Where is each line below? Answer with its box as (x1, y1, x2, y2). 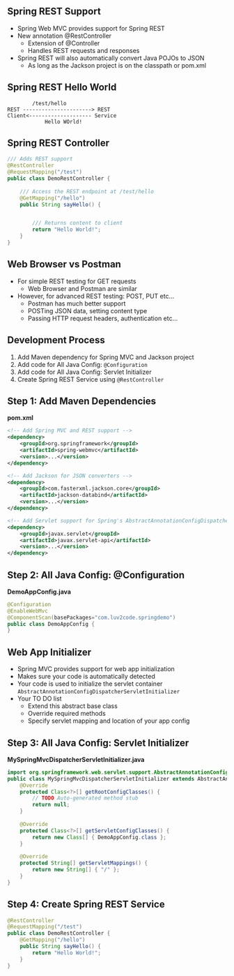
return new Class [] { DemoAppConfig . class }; (32, 834, 167, 841)
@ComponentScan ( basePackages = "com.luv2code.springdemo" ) (7, 614, 176, 621)
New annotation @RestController (17, 31, 112, 40)
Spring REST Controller (7, 137, 110, 149)
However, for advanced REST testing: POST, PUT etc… (17, 292, 175, 300)
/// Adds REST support (7, 156, 73, 163)
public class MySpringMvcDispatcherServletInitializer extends (7, 775, 195, 782)
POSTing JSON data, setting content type (27, 306, 148, 315)
